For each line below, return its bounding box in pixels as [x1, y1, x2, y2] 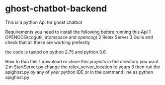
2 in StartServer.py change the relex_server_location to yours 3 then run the [5, 64, 161, 70]
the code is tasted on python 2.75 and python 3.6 [5, 49, 106, 55]
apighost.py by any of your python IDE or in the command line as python [5, 69, 154, 75]
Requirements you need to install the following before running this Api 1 [5, 29, 151, 35]
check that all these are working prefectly [5, 39, 90, 45]
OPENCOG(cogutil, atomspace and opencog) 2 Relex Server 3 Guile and [5, 34, 153, 40]
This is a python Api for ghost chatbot [5, 19, 82, 25]
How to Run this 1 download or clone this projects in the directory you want [5, 58, 159, 64]
